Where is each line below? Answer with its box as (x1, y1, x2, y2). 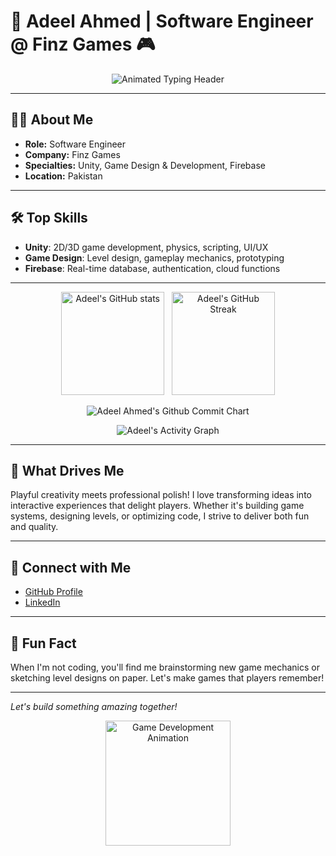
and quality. (10, 521, 59, 533)
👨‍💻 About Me (10, 111, 94, 129)
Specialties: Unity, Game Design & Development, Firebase (24, 159, 266, 171)
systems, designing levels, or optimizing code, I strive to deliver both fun (10, 510, 310, 522)
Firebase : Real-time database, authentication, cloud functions (24, 262, 281, 274)
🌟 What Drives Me (10, 462, 125, 479)
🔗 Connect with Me (10, 559, 132, 576)
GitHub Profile (24, 586, 83, 598)
